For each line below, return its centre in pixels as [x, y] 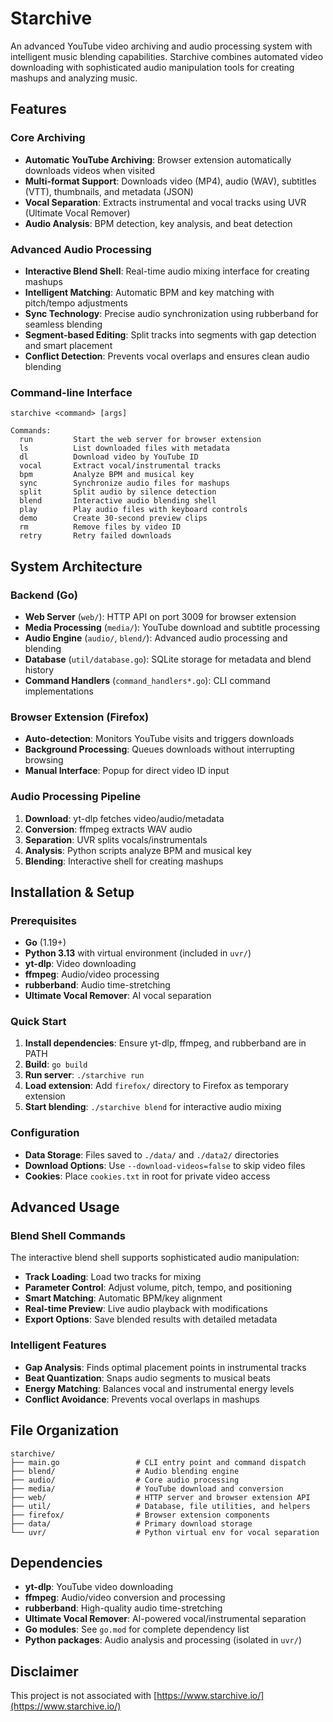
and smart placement [68, 345]
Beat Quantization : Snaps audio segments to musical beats [147, 1378]
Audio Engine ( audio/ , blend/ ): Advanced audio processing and [156, 638]
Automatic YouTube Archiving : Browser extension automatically [158, 159]
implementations [59, 691]
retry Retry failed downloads [95, 536]
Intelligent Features [58, 1345]
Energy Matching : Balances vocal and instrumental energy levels [159, 1388]
